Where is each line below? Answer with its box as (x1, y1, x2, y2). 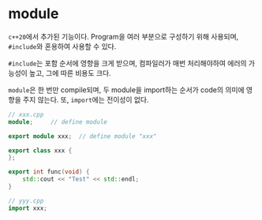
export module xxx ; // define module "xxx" (8, 132, 157, 140)
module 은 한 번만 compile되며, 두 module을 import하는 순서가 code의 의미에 (8, 84, 245, 95)
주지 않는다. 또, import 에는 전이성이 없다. (22, 95, 149, 104)
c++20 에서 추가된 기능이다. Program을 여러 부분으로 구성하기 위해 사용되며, (8, 32, 239, 41)
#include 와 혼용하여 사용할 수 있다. (8, 41, 117, 51)
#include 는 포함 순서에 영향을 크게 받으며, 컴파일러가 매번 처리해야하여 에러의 (8, 58, 247, 68)
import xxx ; (8, 204, 47, 212)
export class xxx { (8, 147, 73, 155)
